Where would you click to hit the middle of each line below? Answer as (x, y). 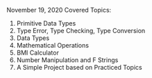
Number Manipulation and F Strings (67, 60)
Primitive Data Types (46, 23)
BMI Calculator (38, 52)
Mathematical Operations (53, 45)
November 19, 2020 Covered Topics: (59, 10)
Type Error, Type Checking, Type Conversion (81, 31)
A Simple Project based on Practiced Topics (79, 67)
